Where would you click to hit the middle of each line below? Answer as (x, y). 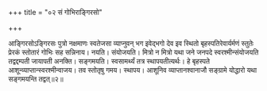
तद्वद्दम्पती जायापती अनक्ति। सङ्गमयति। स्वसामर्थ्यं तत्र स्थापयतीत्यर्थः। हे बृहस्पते (109, 61)
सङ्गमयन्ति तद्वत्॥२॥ (36, 79)
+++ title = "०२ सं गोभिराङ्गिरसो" (56, 12)
